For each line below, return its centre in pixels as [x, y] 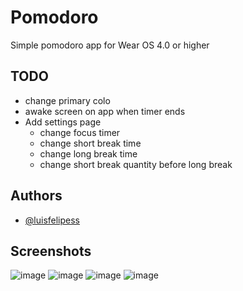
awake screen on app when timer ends [105, 111]
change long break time [88, 153]
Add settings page [63, 122]
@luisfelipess [52, 220]
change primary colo [67, 100]
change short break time [90, 143]
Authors [36, 196]
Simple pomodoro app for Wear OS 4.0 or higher [110, 45]
